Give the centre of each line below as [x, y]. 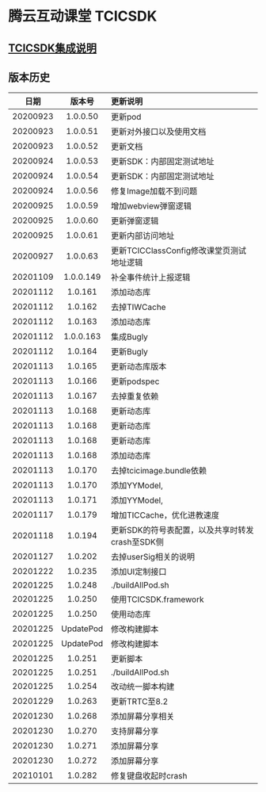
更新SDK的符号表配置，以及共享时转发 [182, 530]
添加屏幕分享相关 [142, 717]
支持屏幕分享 [135, 732]
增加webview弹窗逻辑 [151, 206]
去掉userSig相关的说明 [153, 557]
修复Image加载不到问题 [154, 191]
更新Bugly [129, 352]
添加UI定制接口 [139, 572]
